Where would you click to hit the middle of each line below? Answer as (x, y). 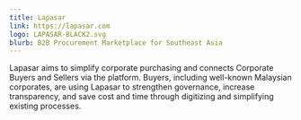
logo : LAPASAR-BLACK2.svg (58, 34)
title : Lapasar (38, 17)
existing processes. (45, 106)
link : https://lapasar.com (60, 26)
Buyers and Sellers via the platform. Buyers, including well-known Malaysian (150, 78)
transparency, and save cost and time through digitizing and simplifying (142, 97)
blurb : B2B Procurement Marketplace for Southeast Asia (116, 43)
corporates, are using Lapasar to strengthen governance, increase (132, 87)
